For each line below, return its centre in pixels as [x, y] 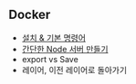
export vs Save [50, 59]
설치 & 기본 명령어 [53, 37]
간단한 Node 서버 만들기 [65, 49]
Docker [30, 15]
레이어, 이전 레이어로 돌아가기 [74, 70]
